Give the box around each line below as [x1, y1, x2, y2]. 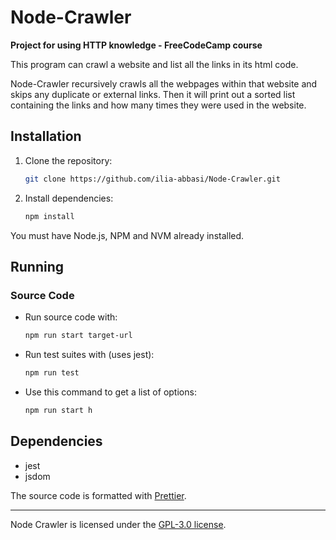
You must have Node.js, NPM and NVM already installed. [10, 229, 245, 241]
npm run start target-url [24, 331, 133, 341]
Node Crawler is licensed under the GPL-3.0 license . [10, 518, 227, 530]
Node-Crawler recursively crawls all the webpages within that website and [10, 77, 318, 90]
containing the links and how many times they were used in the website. [10, 99, 307, 111]
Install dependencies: [24, 192, 114, 204]
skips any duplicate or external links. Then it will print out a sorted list [10, 88, 296, 100]
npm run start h [24, 405, 93, 415]
